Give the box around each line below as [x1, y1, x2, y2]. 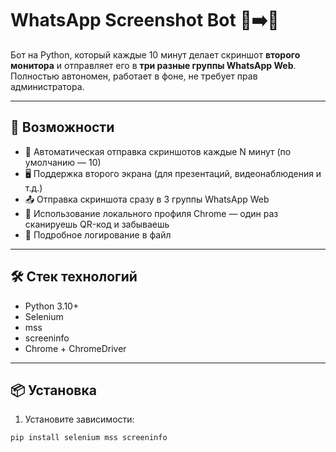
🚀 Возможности [10, 119, 115, 136]
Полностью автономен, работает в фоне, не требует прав [10, 70, 258, 82]
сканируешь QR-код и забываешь [24, 218, 170, 230]
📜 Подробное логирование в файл [24, 228, 172, 241]
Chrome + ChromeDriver [24, 342, 127, 354]
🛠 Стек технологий [10, 268, 138, 286]
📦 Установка [10, 382, 97, 399]
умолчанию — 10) [24, 156, 102, 168]
